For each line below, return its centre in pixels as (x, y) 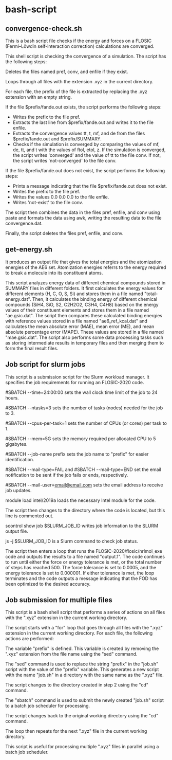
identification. (20, 459)
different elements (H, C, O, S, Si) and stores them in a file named (74, 294)
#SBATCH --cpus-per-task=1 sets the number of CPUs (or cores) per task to (86, 423)
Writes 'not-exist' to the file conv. (48, 202)
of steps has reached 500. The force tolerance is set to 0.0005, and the (81, 567)
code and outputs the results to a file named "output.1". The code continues (85, 556)
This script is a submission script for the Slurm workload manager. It (78, 377)
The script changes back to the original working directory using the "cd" (82, 716)
